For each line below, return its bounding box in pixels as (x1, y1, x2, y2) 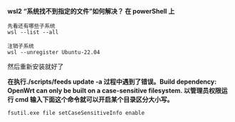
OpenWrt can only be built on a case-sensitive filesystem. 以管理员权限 (7, 86, 222, 95)
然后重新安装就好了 (7, 62, 64, 71)
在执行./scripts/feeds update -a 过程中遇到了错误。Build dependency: (7, 78, 217, 86)
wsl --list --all (7, 29, 59, 36)
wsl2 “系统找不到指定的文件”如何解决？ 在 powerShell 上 (7, 7, 175, 15)
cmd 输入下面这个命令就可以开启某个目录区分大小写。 (15, 96, 174, 103)
